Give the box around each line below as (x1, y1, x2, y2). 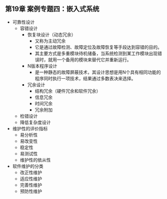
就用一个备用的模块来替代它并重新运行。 (48, 57, 131, 63)
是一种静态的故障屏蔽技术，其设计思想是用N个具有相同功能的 (34, 69, 161, 75)
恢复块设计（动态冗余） (27, 32, 76, 38)
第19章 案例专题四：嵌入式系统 (5, 5, 99, 14)
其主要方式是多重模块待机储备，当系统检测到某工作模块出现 (34, 50, 158, 56)
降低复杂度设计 (19, 119, 51, 125)
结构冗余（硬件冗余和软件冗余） (34, 88, 101, 94)
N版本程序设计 (27, 63, 57, 69)
